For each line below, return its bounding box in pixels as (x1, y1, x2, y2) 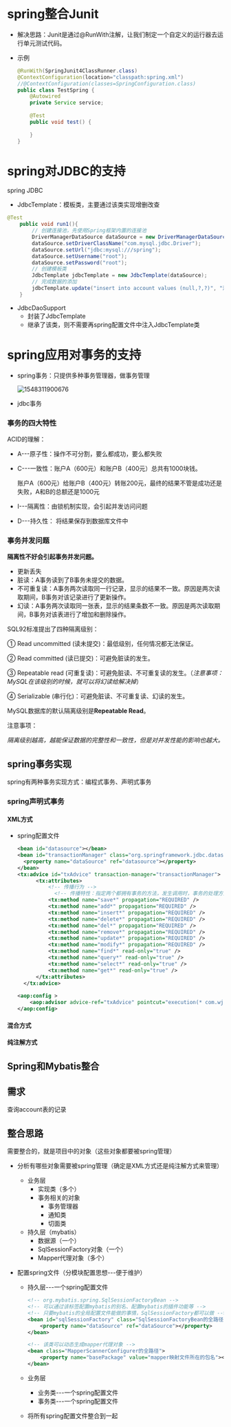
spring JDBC (7, 187, 43, 195)
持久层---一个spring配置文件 (27, 1283, 109, 1291)
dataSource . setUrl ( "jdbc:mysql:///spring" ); (32, 246, 162, 253)
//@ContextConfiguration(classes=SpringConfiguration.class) (16, 80, 197, 87)
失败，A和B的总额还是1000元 (16, 487, 100, 496)
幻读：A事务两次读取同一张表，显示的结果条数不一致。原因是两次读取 (16, 602, 214, 610)
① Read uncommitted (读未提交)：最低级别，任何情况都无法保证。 (7, 640, 197, 648)
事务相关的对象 (37, 1194, 80, 1202)
